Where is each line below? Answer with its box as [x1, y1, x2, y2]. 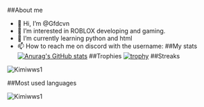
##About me [7, 6, 43, 14]
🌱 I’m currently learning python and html [17, 34, 133, 42]
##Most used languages [7, 79, 77, 87]
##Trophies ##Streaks [89, 52, 180, 60]
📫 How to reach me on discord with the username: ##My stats [17, 42, 198, 50]
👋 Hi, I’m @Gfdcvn [17, 19, 70, 27]
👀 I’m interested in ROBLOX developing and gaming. [17, 27, 166, 35]
